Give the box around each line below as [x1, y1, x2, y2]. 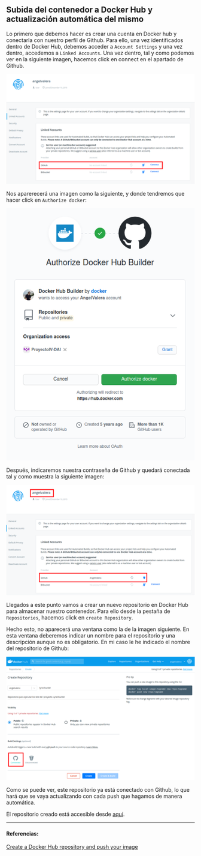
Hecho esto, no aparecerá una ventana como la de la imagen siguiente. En [6, 625, 190, 633]
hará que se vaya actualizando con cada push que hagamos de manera [6, 792, 182, 800]
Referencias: [6, 830, 39, 837]
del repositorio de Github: [6, 645, 69, 652]
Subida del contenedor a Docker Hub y [6, 5, 153, 15]
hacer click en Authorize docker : [6, 196, 87, 203]
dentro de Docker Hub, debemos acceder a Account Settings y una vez [6, 43, 183, 50]
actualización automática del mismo [6, 14, 144, 25]
